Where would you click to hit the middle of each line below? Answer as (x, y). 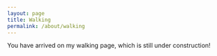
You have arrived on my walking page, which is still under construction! (109, 46)
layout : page (26, 13)
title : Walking (29, 20)
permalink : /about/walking (46, 26)
